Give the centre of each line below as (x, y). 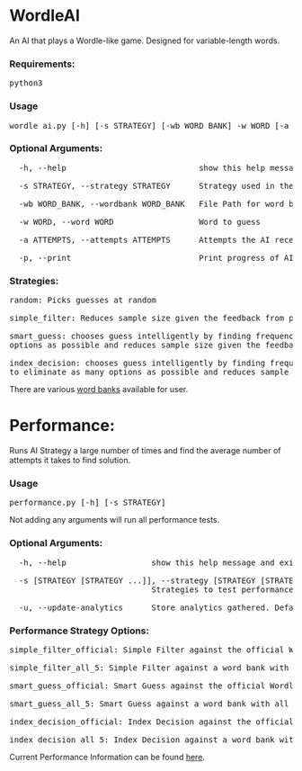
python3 (26, 83)
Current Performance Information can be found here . (107, 757)
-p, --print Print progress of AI (156, 258)
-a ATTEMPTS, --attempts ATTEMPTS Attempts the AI (144, 240)
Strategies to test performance (222, 589)
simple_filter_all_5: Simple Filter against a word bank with (149, 668)
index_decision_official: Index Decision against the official (151, 722)
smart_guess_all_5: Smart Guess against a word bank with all (149, 704)
